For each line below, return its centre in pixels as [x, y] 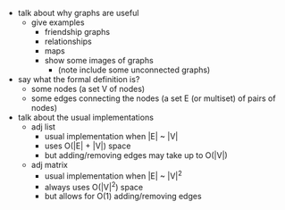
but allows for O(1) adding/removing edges [123, 197]
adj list [43, 127]
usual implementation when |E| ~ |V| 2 [113, 175]
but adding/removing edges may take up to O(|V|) [136, 155]
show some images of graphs [99, 60]
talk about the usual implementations [86, 117]
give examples [58, 22]
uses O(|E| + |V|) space [88, 146]
